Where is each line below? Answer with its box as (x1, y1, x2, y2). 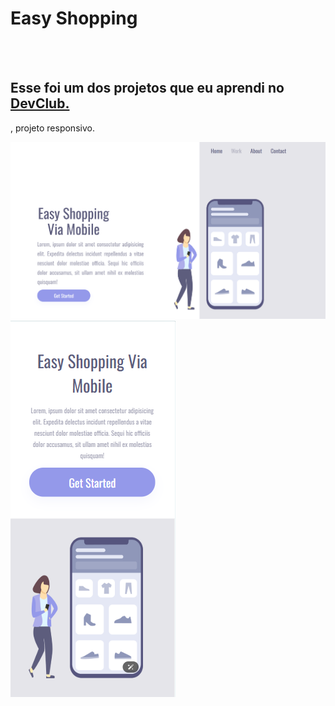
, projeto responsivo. (10, 122, 95, 134)
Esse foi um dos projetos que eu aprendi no (10, 80, 285, 97)
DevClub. (10, 95, 70, 112)
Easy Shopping (10, 7, 138, 30)
